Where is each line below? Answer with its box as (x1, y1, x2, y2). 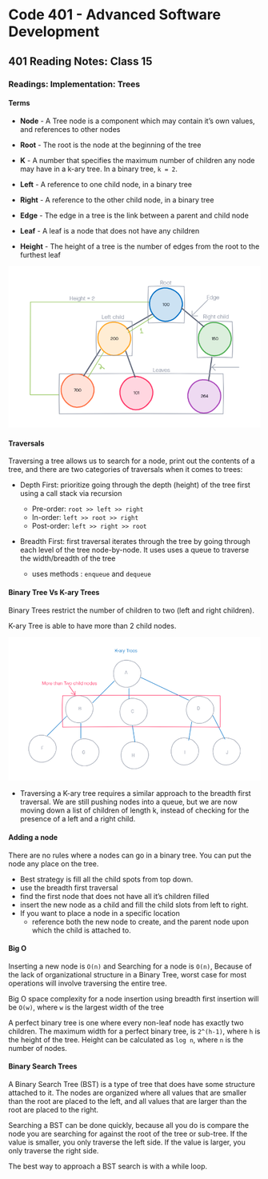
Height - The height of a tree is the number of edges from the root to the (19, 242, 260, 251)
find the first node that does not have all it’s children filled (19, 891, 210, 901)
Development (8, 22, 100, 41)
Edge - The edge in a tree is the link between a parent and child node (19, 210, 250, 220)
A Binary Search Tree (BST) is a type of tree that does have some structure (8, 1079, 256, 1089)
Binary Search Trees (8, 1061, 78, 1071)
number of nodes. (8, 1043, 68, 1053)
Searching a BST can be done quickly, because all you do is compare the (8, 1120, 250, 1129)
